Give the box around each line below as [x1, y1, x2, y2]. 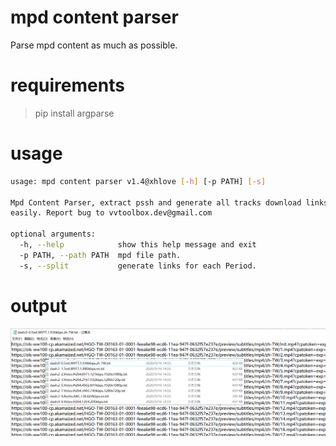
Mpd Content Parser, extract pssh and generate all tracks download [10, 197, 302, 208]
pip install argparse [34, 107, 115, 119]
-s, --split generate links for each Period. [19, 261, 257, 271]
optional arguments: [10, 229, 97, 240]
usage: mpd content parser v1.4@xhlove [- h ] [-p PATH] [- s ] [10, 176, 267, 186]
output [10, 294, 68, 317]
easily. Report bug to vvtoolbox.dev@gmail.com [10, 208, 213, 218]
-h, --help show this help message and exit [19, 240, 257, 250]
